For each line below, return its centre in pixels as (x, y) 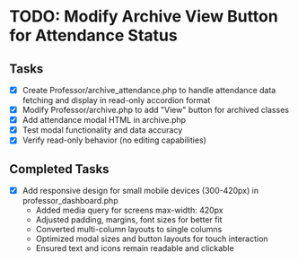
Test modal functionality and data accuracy (102, 130)
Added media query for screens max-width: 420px (129, 210)
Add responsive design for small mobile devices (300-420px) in (140, 191)
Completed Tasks (59, 169)
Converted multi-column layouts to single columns (129, 230)
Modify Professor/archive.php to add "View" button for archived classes (156, 110)
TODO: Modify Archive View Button (144, 17)
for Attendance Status (93, 35)
